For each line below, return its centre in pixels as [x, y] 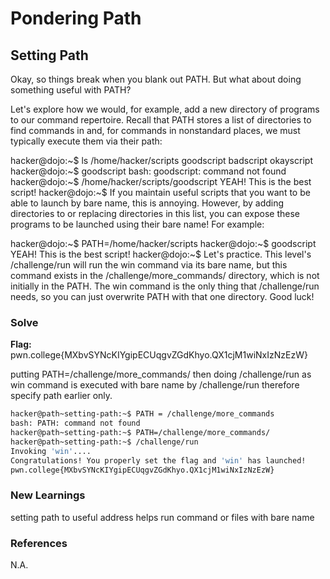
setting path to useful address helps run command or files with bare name [162, 517]
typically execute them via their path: [86, 141]
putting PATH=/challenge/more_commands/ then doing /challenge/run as [161, 374]
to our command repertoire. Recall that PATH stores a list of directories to [161, 120]
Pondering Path [76, 18]
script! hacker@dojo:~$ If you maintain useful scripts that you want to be [160, 192]
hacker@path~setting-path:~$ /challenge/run [104, 442]
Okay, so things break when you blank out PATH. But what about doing [156, 79]
